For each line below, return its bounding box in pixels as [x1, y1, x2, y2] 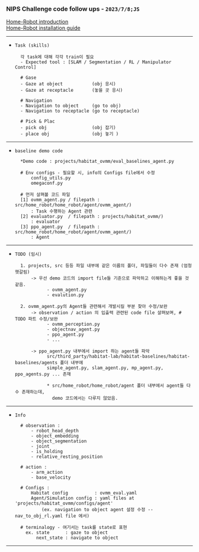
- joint [30, 444, 50, 450]
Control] [14, 65, 37, 70]
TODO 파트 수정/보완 [14, 316, 58, 322]
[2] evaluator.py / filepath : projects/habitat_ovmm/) [20, 214, 164, 220]
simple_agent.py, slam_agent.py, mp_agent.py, [46, 365, 164, 371]
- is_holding [30, 449, 63, 455]
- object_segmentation [30, 438, 87, 444]
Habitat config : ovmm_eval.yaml [30, 490, 137, 496]
